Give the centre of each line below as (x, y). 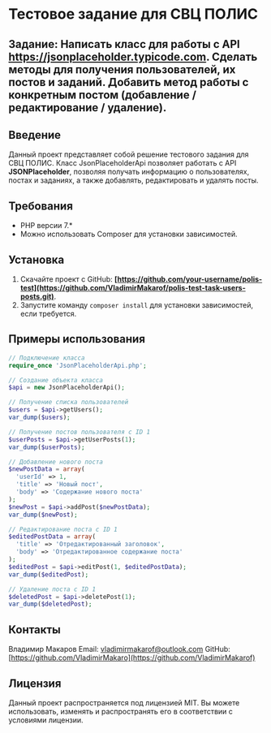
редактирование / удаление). (88, 108)
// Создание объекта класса (56, 380)
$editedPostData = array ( (52, 537)
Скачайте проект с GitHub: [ (69, 279)
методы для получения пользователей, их (122, 69)
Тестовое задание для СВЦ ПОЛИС (133, 14)
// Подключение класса (47, 358)
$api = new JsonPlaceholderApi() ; (67, 388)
